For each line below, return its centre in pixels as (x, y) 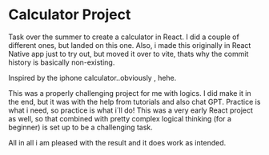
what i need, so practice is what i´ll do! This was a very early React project (131, 110)
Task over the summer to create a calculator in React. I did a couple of (124, 37)
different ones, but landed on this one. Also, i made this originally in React (130, 45)
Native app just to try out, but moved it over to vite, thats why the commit (128, 54)
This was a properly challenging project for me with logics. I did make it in (130, 93)
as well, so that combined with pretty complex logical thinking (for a (120, 118)
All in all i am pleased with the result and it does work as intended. (117, 142)
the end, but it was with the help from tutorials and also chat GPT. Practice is (134, 101)
